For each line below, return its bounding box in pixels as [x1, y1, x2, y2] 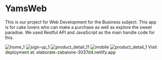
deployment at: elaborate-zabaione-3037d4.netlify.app [5, 49, 116, 55]
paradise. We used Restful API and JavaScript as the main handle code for [5, 29, 155, 35]
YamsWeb [5, 3, 47, 14]
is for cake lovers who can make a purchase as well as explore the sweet [5, 24, 152, 30]
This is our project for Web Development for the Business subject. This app [5, 19, 157, 25]
